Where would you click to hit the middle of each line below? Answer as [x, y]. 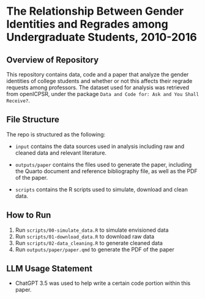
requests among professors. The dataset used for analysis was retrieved [98, 87]
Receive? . [18, 100]
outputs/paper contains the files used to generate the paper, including [103, 164]
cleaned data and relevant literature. [61, 153]
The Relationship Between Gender [95, 11]
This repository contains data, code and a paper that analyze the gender [98, 74]
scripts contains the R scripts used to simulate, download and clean [101, 189]
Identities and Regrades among [87, 24]
